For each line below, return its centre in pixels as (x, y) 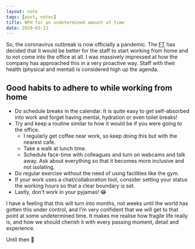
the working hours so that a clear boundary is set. (75, 186)
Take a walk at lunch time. (55, 149)
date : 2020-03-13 (27, 28)
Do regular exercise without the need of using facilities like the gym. (97, 173)
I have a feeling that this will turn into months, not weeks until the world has (97, 203)
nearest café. (39, 142)
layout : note (22, 11)
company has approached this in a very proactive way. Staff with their (91, 63)
